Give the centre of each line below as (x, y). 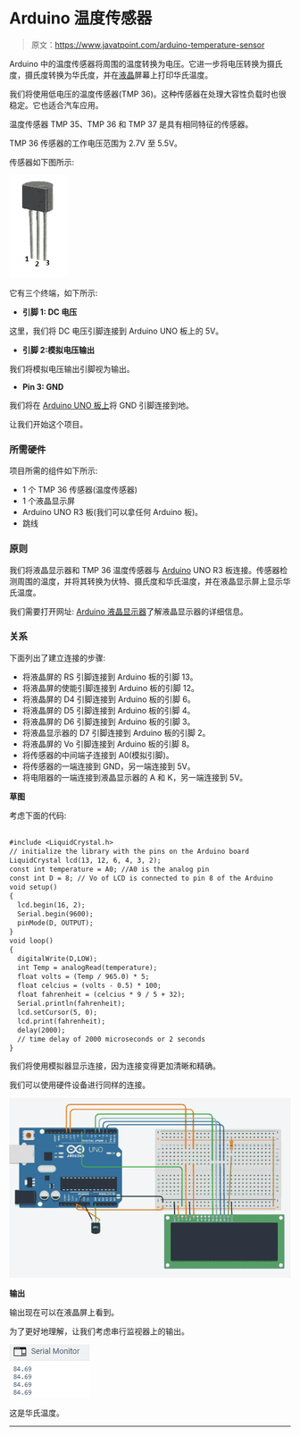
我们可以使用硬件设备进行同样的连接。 (79, 1085)
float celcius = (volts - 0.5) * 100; (90, 985)
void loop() (31, 941)
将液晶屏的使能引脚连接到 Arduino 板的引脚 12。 (110, 688)
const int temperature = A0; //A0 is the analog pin (109, 869)
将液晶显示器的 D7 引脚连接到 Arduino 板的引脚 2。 (116, 732)
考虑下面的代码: (38, 815)
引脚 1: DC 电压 (50, 312)
